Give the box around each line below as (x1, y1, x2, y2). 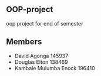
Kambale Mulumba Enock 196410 (14, 64, 95, 71)
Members (6, 37, 42, 47)
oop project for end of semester (6, 20, 83, 27)
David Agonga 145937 (14, 52, 69, 59)
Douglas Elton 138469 (14, 58, 69, 66)
